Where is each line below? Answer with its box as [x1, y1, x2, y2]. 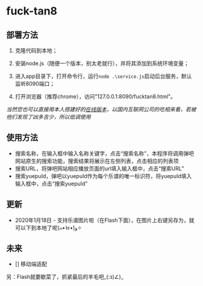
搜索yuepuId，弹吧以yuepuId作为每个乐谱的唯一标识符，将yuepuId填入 [14, 172, 192, 179]
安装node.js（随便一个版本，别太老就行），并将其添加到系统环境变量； [14, 60, 190, 67]
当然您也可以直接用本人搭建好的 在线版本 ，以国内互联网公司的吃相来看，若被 [6, 106, 196, 113]
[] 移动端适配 [14, 261, 47, 268]
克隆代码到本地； [14, 47, 58, 54]
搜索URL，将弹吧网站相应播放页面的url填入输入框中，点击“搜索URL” [14, 165, 184, 172]
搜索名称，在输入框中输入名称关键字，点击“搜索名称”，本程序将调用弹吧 [14, 150, 195, 157]
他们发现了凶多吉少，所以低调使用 [6, 113, 91, 120]
